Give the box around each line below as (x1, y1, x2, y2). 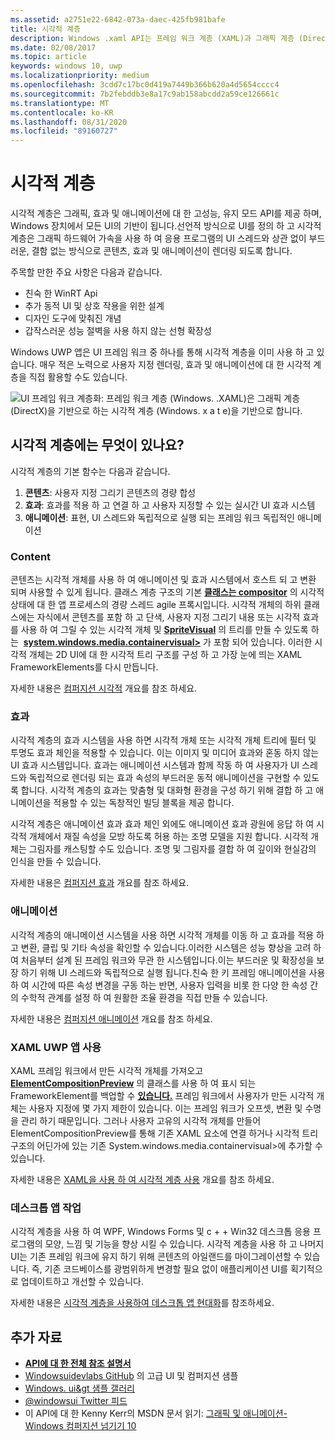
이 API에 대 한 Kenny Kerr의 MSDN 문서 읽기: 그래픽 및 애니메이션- (24, 1407, 288, 1420)
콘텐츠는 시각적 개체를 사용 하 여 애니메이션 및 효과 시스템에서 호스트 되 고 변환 (10, 574, 317, 586)
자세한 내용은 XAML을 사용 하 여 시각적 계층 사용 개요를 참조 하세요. (10, 1174, 275, 1186)
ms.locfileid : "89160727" (10, 126, 118, 136)
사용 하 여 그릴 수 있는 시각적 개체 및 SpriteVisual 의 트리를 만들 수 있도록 (20, 624, 309, 636)
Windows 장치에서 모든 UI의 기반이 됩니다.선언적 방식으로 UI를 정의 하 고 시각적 (10, 220, 322, 232)
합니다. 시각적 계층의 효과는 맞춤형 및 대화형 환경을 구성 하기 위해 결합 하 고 (20, 784, 314, 796)
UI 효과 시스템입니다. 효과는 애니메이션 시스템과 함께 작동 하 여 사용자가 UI (10, 759, 300, 771)
